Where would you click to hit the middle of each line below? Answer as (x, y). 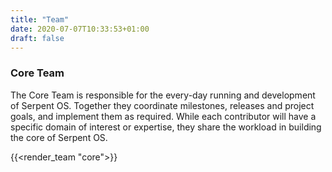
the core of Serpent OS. (59, 137)
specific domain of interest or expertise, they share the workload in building (166, 127)
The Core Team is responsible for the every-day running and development (163, 95)
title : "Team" (40, 19)
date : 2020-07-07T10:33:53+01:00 (80, 29)
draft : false (37, 38)
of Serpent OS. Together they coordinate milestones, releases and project (162, 105)
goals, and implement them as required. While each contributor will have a (163, 116)
